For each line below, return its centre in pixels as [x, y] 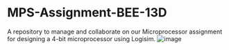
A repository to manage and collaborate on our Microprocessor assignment [115, 32]
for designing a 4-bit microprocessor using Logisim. [82, 38]
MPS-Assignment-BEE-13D [87, 13]
